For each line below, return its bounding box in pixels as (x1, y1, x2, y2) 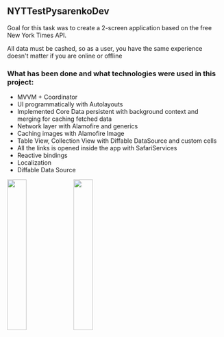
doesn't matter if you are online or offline (7, 51, 123, 60)
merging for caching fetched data (16, 115, 112, 123)
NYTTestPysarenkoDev (7, 5, 110, 17)
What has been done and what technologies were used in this (7, 69, 216, 78)
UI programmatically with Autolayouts (16, 100, 123, 108)
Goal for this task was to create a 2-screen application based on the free (7, 23, 212, 32)
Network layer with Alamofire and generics (16, 122, 138, 130)
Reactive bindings (16, 151, 68, 160)
